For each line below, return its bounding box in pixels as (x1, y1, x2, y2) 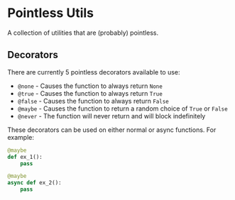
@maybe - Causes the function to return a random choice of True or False (17, 104, 229, 113)
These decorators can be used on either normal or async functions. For (7, 126, 217, 134)
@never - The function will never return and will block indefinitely (17, 111, 206, 120)
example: (7, 133, 34, 141)
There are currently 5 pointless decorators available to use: (7, 67, 180, 76)
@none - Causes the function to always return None (17, 82, 163, 90)
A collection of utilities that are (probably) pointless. (7, 28, 158, 37)
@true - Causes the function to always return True (17, 89, 163, 97)
